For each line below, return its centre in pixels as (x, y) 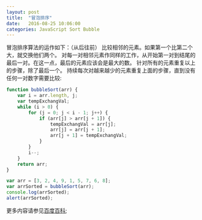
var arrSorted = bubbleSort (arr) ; (50, 187)
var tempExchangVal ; (43, 101)
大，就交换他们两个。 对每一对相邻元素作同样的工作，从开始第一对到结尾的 (101, 55)
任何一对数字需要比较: (34, 78)
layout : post (23, 12)
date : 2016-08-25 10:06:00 (43, 23)
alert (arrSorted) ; (30, 198)
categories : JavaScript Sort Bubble (53, 29)
